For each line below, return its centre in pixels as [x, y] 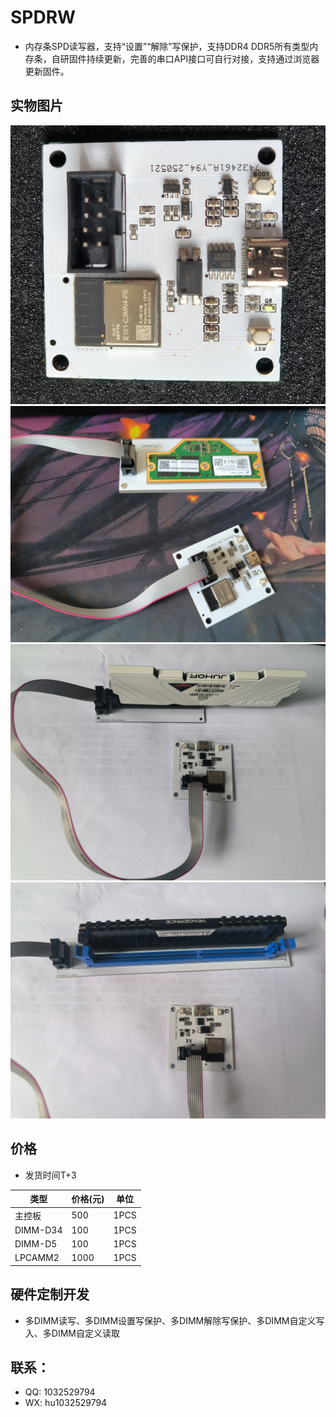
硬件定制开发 [50, 1294]
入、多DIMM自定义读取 [72, 1333]
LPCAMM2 [37, 1258]
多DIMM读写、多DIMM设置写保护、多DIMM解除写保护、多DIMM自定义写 [174, 1320]
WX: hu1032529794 [66, 1403]
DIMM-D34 [38, 1230]
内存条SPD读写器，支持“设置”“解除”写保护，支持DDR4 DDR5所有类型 [167, 46]
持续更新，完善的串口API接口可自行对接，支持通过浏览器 [203, 58]
